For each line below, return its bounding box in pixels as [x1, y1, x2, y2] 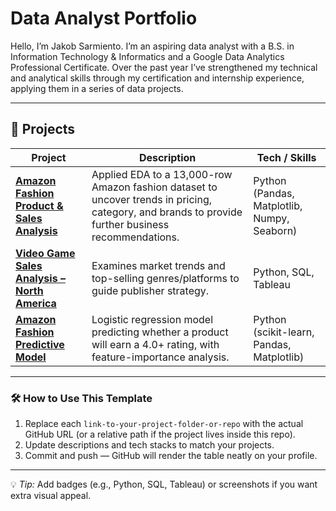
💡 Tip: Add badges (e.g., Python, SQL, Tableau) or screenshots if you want [10, 478, 318, 491]
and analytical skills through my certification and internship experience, [10, 72, 305, 84]
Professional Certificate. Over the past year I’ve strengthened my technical [10, 61, 318, 73]
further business [91, 217, 170, 231]
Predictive [15, 337, 65, 351]
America [15, 296, 57, 310]
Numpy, [253, 211, 290, 225]
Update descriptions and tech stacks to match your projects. [24, 439, 275, 451]
